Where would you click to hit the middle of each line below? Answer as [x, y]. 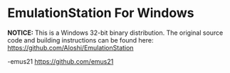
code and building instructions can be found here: [81, 40]
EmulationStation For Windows [101, 13]
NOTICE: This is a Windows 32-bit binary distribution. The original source [115, 33]
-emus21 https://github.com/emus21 [61, 61]
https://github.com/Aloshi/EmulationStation [70, 47]
